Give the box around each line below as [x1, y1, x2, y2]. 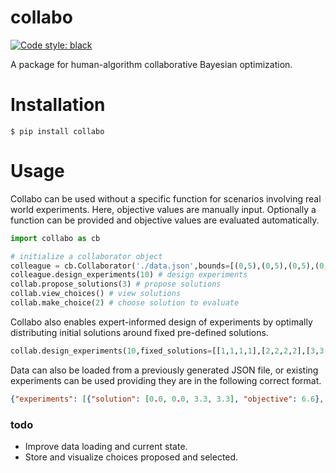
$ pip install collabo [10, 126, 105, 136]
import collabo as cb [10, 233, 101, 243]
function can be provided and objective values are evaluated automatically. [10, 214, 320, 226]
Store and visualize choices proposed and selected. [24, 451, 239, 463]
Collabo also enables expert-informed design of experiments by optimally [10, 316, 313, 328]
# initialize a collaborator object [10, 251, 163, 261]
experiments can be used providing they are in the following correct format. [10, 374, 322, 386]
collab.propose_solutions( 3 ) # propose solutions [10, 279, 222, 290]
